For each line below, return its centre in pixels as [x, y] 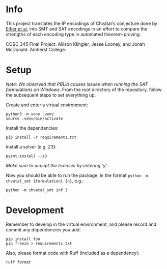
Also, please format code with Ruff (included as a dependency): [73, 253]
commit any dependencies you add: [43, 229]
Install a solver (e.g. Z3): [31, 146]
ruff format [18, 262]
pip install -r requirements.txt [41, 137]
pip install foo [23, 239]
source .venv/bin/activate [34, 118]
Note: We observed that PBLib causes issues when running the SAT [77, 84]
